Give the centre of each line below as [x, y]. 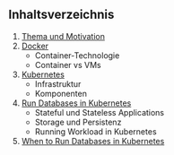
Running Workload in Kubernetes [96, 131]
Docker [35, 46]
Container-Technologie [77, 55]
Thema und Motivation [63, 36]
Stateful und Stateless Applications [100, 112]
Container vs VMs [68, 65]
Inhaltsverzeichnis [61, 15]
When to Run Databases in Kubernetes [93, 141]
